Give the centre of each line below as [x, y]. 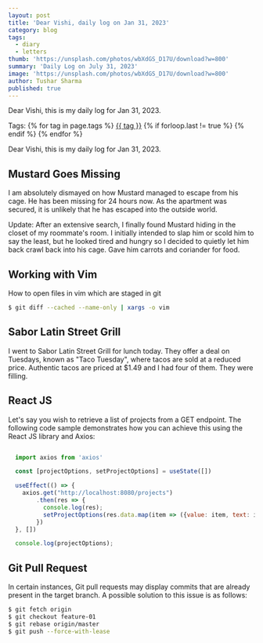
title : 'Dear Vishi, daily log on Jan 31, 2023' [89, 23]
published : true [34, 88]
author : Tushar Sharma [45, 81]
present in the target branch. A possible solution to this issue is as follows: [128, 595]
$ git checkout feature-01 [52, 616]
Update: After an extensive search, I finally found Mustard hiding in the [122, 225]
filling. [18, 376]
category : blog [33, 30]
